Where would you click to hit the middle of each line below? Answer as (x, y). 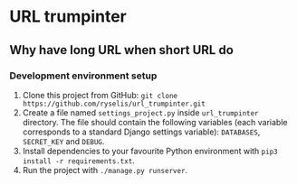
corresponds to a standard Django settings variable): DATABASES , (141, 132)
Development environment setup (83, 76)
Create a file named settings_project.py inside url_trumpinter (141, 112)
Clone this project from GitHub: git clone (100, 95)
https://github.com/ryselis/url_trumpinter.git (114, 104)
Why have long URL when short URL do (121, 50)
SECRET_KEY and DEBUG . (63, 141)
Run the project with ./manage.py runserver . (105, 170)
